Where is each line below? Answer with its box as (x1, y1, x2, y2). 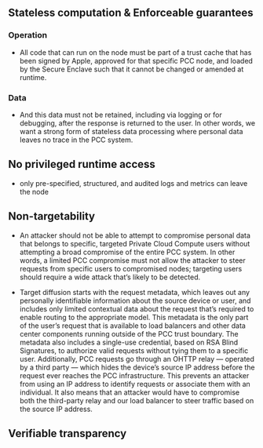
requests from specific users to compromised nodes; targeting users (19, 264, 243, 273)
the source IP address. (19, 404, 93, 413)
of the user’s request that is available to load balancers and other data (19, 321, 246, 330)
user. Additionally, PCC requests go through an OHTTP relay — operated (19, 354, 255, 363)
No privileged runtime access (8, 158, 155, 171)
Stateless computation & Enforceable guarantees (8, 6, 254, 20)
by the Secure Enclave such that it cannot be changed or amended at (19, 64, 244, 74)
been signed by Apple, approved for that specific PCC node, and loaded (19, 56, 254, 65)
